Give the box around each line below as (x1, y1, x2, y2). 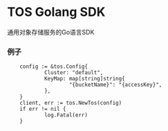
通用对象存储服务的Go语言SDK (7, 28, 95, 36)
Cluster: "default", (44, 69, 104, 76)
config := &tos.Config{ (19, 63, 88, 70)
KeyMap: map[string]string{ (44, 76, 126, 82)
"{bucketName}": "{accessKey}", (68, 81, 162, 89)
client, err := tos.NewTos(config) (19, 100, 122, 107)
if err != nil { (19, 105, 67, 113)
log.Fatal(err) (44, 112, 88, 119)
